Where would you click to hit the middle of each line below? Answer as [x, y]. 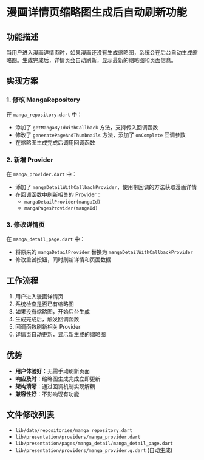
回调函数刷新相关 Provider [48, 327]
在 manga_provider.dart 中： [42, 174]
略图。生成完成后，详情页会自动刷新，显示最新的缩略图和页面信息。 [91, 60]
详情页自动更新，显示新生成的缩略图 [60, 334]
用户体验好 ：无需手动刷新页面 [52, 371]
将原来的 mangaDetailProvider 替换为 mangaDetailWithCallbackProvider [104, 252]
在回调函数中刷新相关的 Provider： [58, 194]
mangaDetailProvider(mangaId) [63, 202]
